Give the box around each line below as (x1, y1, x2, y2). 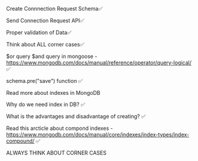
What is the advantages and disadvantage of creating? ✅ (6, 113, 146, 120)
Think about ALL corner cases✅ (6, 41, 84, 48)
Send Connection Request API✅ (6, 17, 84, 24)
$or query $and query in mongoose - (6, 53, 98, 60)
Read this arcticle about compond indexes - (6, 125, 113, 132)
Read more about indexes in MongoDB (6, 89, 100, 96)
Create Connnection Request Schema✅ (6, 5, 103, 12)
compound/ (6, 137, 34, 144)
